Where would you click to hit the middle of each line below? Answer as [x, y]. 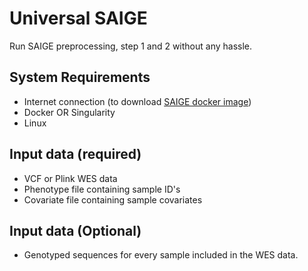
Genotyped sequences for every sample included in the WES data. [161, 255]
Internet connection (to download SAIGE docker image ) [137, 101]
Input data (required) [75, 154]
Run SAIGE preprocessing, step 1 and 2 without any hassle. [131, 46]
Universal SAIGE [78, 18]
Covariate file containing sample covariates [113, 199]
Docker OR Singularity [69, 112]
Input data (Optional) [75, 230]
